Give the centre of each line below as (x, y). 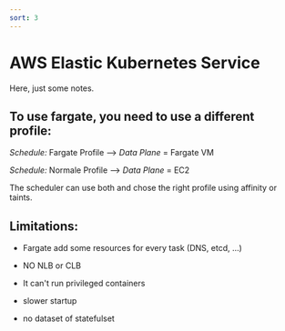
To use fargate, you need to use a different (132, 116)
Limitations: (44, 226)
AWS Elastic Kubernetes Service (135, 62)
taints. (21, 197)
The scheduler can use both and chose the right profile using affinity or (143, 188)
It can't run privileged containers (84, 284)
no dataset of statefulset (69, 318)
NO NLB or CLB (52, 266)
